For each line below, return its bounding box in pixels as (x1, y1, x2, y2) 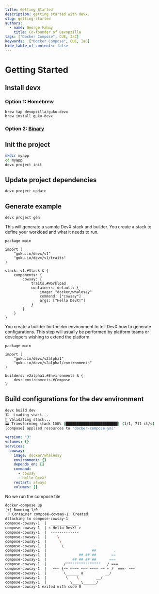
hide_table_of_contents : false (5, 43, 68, 48)
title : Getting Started (5, 7, 53, 12)
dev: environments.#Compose (14, 377, 70, 382)
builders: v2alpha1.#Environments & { (5, 373, 83, 378)
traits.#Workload (31, 281, 66, 286)
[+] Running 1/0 (5, 507, 38, 512)
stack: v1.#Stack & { (5, 268, 49, 273)
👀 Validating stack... (5, 417, 51, 422)
